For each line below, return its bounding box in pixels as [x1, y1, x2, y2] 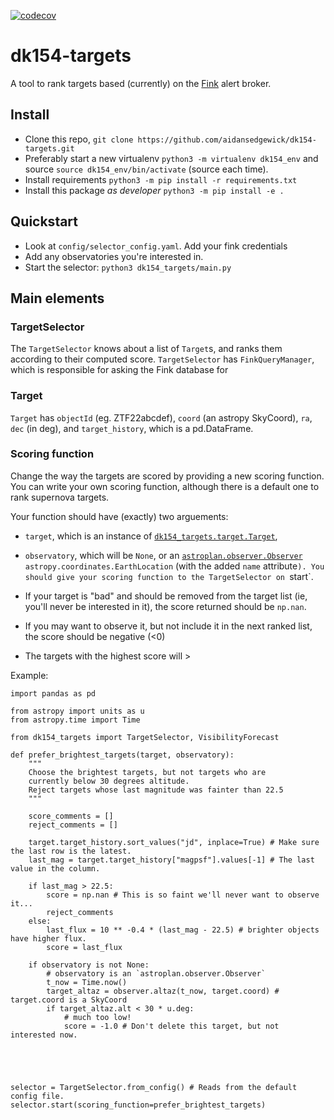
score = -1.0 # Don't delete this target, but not [63, 1021, 280, 1031]
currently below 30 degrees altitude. [28, 776, 190, 786]
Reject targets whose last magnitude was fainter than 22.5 [28, 785, 284, 795]
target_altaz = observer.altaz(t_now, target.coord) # [46, 986, 280, 996]
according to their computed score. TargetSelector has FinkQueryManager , [10, 353, 315, 365]
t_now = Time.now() [46, 977, 128, 987]
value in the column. [10, 863, 101, 874]
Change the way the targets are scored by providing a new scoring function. [10, 470, 325, 482]
